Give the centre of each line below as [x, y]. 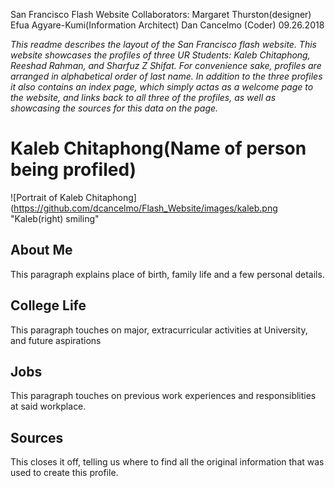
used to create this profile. [64, 473]
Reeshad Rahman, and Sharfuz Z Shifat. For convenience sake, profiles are [166, 65]
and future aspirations [56, 340]
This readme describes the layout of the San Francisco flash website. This [163, 44]
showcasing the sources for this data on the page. [114, 108]
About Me [41, 250]
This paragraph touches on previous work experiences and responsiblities [163, 396]
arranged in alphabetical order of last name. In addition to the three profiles [166, 76]
